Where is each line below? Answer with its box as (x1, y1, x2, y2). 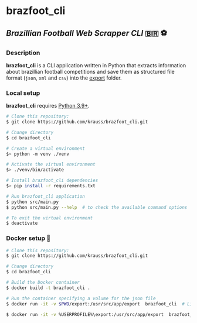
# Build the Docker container (6, 280, 80, 286)
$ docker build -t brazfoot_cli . (6, 285, 91, 291)
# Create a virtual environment (6, 145, 85, 152)
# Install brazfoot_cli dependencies (6, 177, 98, 184)
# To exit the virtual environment (6, 215, 93, 221)
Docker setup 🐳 (6, 234, 51, 242)
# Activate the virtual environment (6, 161, 96, 167)
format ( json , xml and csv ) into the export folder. (6, 74, 122, 81)
